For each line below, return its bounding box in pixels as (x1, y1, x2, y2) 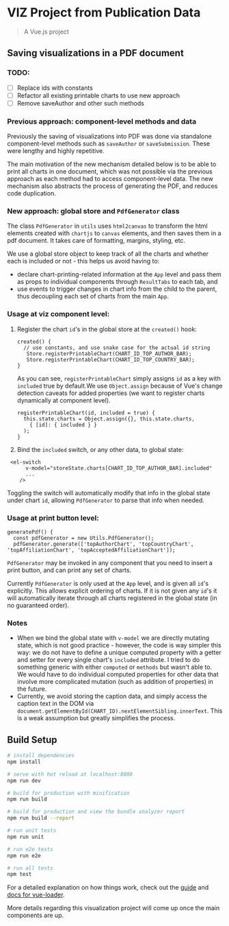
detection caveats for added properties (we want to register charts (16, 389, 205, 397)
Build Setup (7, 734, 57, 746)
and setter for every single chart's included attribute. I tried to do (16, 656, 200, 664)
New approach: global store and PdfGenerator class (7, 206, 180, 216)
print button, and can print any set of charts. (7, 566, 132, 574)
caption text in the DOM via (16, 700, 94, 708)
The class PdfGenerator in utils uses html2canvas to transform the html (7, 222, 208, 230)
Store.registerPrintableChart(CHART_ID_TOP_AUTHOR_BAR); (26, 350, 192, 357)
